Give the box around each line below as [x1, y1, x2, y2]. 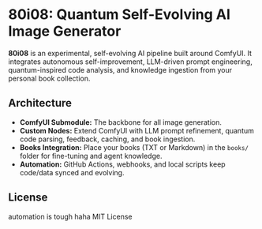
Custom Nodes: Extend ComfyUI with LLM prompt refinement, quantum [19, 126, 255, 135]
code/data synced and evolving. [19, 167, 125, 177]
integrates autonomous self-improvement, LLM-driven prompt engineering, [8, 57, 253, 66]
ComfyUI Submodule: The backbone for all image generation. [19, 117, 223, 127]
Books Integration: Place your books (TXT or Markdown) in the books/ [19, 142, 249, 152]
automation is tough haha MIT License [8, 212, 133, 221]
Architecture [8, 96, 73, 110]
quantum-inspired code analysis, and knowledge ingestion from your [8, 65, 233, 74]
